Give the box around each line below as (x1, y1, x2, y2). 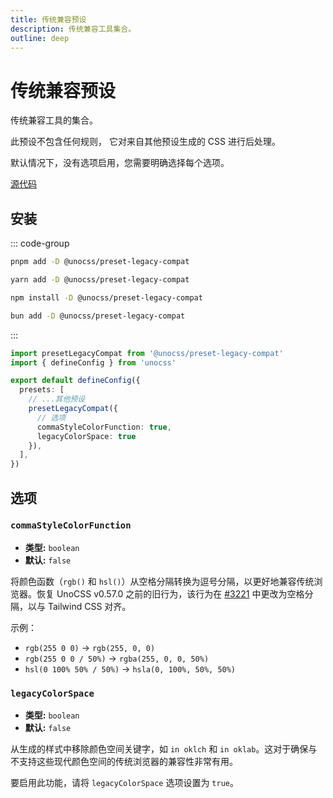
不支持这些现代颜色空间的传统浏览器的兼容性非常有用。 (10, 756, 238, 768)
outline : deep (10, 33, 70, 43)
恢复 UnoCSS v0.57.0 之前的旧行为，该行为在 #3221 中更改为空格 (36, 587, 305, 600)
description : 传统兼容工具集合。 (10, 24, 137, 34)
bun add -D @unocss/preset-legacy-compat (10, 311, 186, 321)
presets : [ (19, 385, 65, 395)
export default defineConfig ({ (10, 376, 141, 386)
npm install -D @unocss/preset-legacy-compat (10, 292, 203, 303)
